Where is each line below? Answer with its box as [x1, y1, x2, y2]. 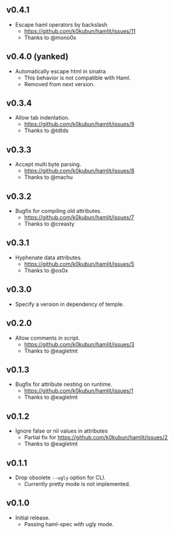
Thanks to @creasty [24, 220, 75, 228]
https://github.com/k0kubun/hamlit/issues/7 [24, 214, 135, 221]
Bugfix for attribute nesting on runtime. [15, 380, 113, 388]
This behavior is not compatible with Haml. [24, 74, 131, 81]
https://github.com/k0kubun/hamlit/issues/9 [24, 121, 135, 128]
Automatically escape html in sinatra [15, 67, 106, 75]
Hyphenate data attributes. [15, 254, 82, 261]
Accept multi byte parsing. [15, 161, 82, 168]
